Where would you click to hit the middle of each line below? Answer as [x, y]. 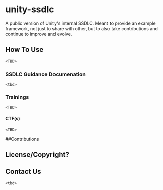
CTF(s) [13, 118]
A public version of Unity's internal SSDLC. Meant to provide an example [80, 23]
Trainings [17, 97]
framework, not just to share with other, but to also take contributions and [82, 28]
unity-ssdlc [30, 9]
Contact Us [23, 172]
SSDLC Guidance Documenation [45, 74]
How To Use [24, 50]
